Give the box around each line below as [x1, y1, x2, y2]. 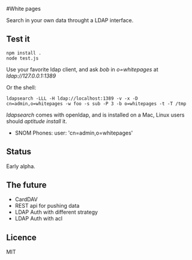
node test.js [6, 55, 39, 61]
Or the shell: [6, 83, 37, 91]
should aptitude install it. [6, 117, 67, 125]
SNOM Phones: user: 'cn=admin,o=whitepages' [14, 129, 133, 136]
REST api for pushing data [14, 202, 80, 210]
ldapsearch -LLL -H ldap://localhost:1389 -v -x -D [6, 95, 138, 101]
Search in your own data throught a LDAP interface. [6, 17, 134, 23]
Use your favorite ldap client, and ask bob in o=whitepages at [6, 65, 158, 73]
